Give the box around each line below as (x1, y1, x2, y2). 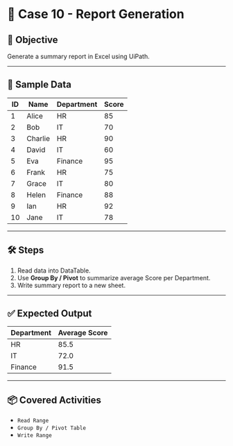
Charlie (26, 133, 51, 143)
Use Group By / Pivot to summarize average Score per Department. (17, 273, 211, 282)
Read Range (17, 418, 49, 424)
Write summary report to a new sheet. (17, 281, 126, 289)
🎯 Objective (7, 34, 58, 46)
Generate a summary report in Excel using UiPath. (7, 52, 150, 60)
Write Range (17, 432, 52, 439)
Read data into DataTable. (17, 266, 92, 275)
